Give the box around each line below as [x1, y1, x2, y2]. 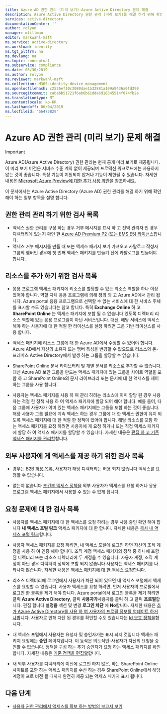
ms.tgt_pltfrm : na [5, 49, 43, 54]
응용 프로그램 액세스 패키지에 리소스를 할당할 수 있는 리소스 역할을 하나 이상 [12, 286, 159, 292]
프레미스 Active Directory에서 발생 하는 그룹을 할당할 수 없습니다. [12, 352, 140, 358]
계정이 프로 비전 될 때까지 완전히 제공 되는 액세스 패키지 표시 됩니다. [12, 673, 144, 679]
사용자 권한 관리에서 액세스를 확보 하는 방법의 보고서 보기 [12, 703, 123, 709]
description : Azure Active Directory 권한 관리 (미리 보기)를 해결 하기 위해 [5, 12, 155, 17]
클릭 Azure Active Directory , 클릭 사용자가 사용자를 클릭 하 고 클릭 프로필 [12, 596, 156, 602]
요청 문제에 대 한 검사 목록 [5, 505, 80, 513]
